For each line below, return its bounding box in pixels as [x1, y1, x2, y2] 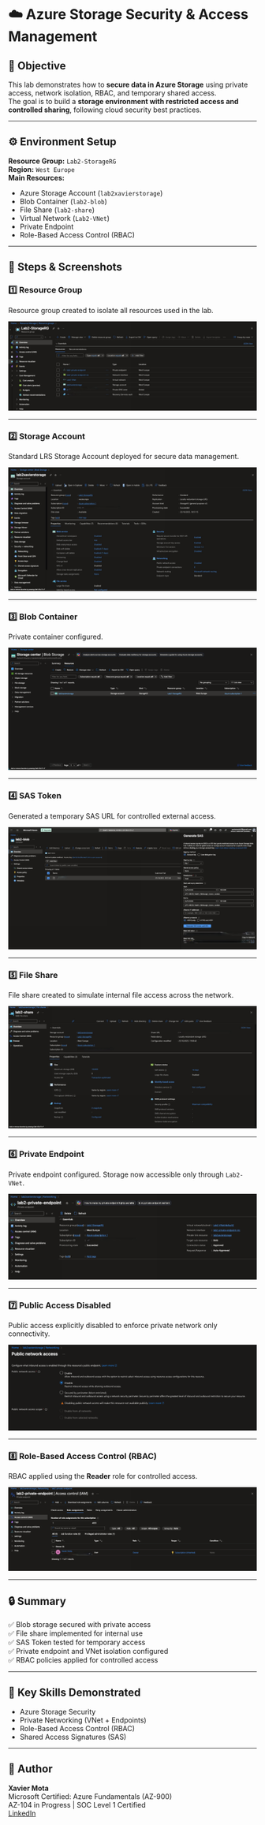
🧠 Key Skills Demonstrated [8, 1686, 141, 1700]
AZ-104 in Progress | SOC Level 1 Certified [8, 1800, 146, 1809]
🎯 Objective [8, 59, 66, 73]
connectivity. [8, 1329, 50, 1338]
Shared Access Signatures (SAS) [19, 1732, 127, 1741]
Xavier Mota [8, 1783, 49, 1793]
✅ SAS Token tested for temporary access [8, 1637, 146, 1647]
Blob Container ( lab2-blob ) [19, 196, 108, 206]
